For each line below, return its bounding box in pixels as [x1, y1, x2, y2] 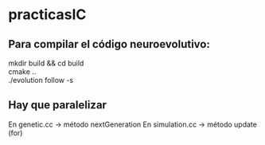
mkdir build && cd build [8, 58, 84, 68]
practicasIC [8, 6, 87, 24]
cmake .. [8, 67, 37, 76]
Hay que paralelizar [8, 98, 107, 112]
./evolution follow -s [8, 76, 74, 84]
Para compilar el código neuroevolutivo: [8, 37, 211, 51]
